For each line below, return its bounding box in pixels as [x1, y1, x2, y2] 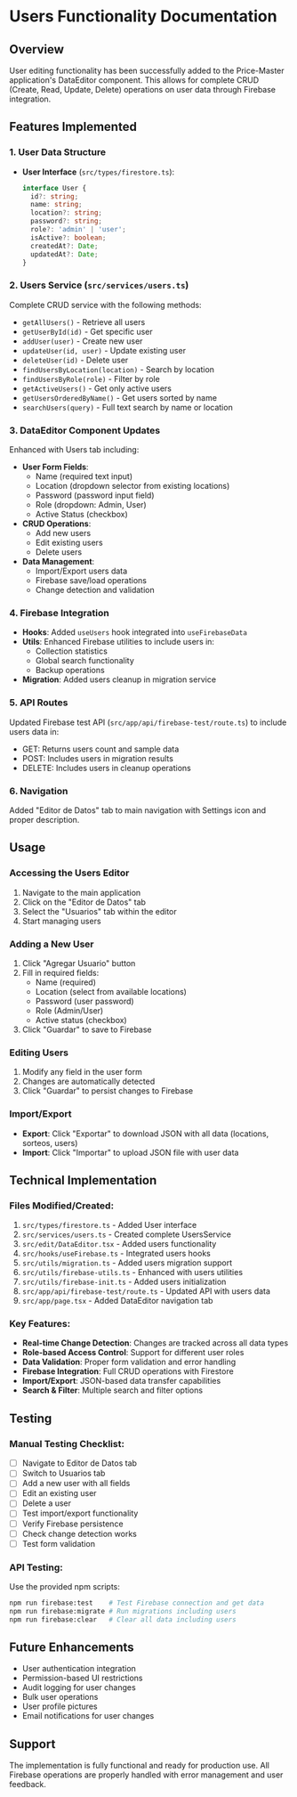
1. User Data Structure [9, 146, 107, 159]
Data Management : [21, 557, 95, 567]
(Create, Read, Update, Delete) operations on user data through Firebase [9, 85, 277, 94]
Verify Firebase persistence [21, 1518, 124, 1529]
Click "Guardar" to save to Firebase [21, 1024, 152, 1035]
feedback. [9, 1779, 46, 1790]
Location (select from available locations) [35, 986, 187, 996]
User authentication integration [21, 1663, 136, 1674]
